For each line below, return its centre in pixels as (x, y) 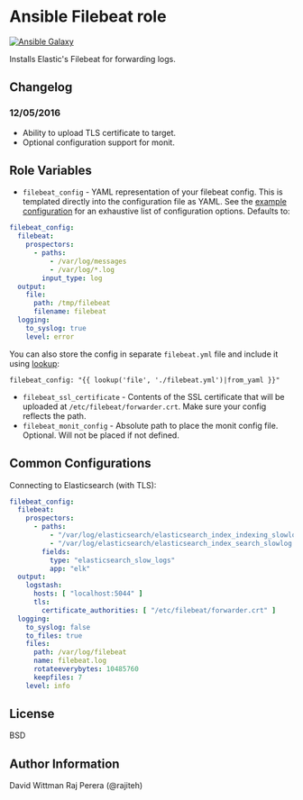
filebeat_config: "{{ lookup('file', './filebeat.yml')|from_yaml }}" (145, 380)
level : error (50, 336)
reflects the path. (54, 415)
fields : (56, 551)
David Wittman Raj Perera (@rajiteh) (76, 786)
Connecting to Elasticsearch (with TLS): (83, 485)
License (32, 714)
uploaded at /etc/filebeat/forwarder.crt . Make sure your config (144, 406)
